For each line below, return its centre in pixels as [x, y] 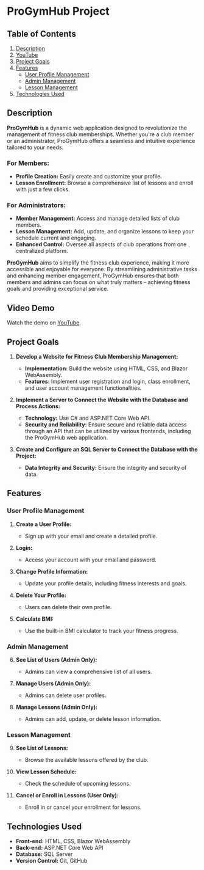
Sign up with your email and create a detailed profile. [91, 536]
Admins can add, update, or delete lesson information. [93, 719]
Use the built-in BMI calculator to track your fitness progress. [101, 631]
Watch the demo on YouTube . [44, 323]
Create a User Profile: [44, 524]
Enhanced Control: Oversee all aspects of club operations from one [101, 244]
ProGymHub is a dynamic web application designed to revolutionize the [97, 128]
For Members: [28, 163]
